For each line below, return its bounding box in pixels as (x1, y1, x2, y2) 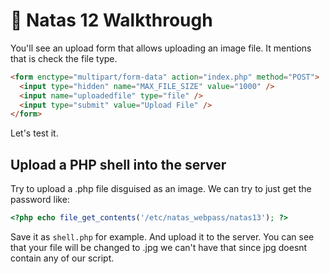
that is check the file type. (10, 52, 118, 64)
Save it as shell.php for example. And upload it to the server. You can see (10, 231, 315, 243)
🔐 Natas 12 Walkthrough (10, 9, 213, 32)
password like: (10, 194, 70, 206)
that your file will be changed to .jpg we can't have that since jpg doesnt (10, 242, 308, 253)
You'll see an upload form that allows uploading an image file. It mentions (10, 42, 312, 54)
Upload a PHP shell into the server (10, 156, 227, 173)
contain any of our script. (10, 252, 115, 264)
